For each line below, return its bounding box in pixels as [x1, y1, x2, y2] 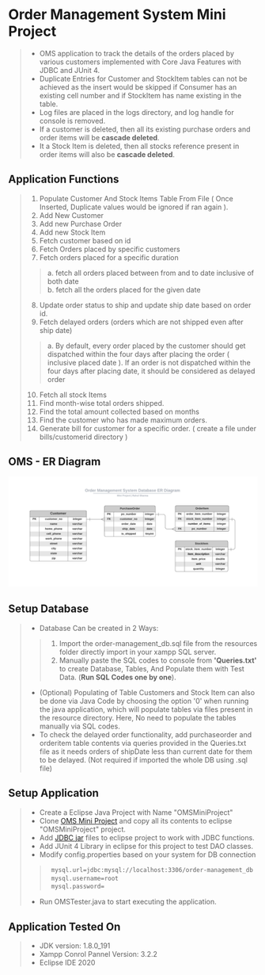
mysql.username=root [51, 874, 119, 882]
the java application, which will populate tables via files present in [39, 704, 253, 714]
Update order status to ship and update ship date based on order [39, 300, 252, 310]
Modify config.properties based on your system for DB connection [39, 850, 256, 859]
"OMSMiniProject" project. [39, 824, 127, 834]
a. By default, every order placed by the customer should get [47, 341, 246, 350]
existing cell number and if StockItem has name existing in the [39, 90, 242, 100]
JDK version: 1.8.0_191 [39, 941, 111, 950]
